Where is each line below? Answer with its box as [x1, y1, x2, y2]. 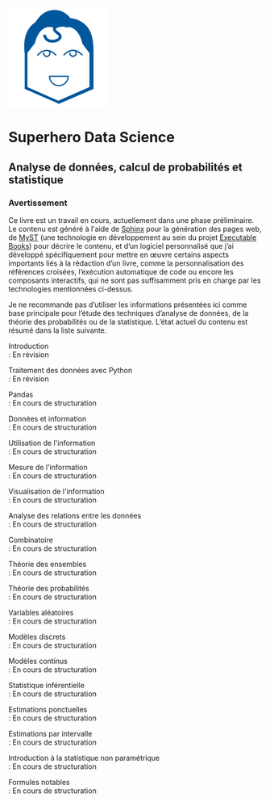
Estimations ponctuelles [8, 704, 88, 714]
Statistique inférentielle [8, 680, 85, 690]
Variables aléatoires [8, 607, 74, 617]
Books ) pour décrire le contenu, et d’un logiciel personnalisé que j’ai [8, 241, 234, 250]
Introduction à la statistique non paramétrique [8, 753, 160, 762]
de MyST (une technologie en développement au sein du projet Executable [8, 233, 257, 242]
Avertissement [8, 197, 68, 208]
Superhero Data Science [8, 128, 175, 147]
